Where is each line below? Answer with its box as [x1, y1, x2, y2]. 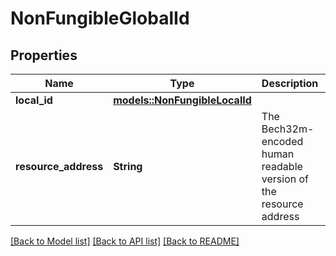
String [113, 160, 143, 173]
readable [261, 160, 303, 173]
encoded [261, 135, 304, 148]
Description [261, 77, 319, 90]
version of [261, 172, 310, 186]
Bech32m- [261, 122, 315, 136]
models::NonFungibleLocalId [113, 93, 252, 107]
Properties [10, 47, 78, 64]
